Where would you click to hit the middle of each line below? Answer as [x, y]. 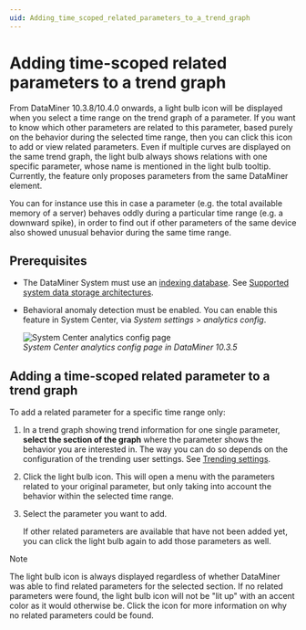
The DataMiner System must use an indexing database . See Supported [156, 283]
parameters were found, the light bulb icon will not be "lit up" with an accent [152, 596]
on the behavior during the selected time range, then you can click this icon [151, 137]
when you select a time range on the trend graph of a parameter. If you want [153, 117]
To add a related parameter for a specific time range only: [117, 413]
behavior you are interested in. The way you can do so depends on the [155, 449]
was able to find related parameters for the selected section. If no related [147, 586]
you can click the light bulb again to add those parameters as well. [147, 541]
